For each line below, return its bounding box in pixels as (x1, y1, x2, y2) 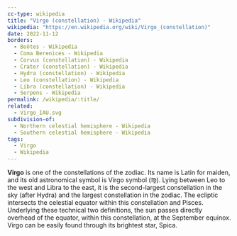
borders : (7, 37, 33, 44)
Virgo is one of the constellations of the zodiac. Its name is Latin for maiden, (7, 168, 231, 176)
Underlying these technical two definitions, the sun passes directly (7, 206, 202, 214)
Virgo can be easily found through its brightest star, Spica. (7, 221, 177, 229)
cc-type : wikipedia (7, 10, 65, 18)
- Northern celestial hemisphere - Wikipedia (13, 122, 151, 130)
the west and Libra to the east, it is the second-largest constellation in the (7, 184, 222, 191)
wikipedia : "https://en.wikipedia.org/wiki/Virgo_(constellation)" (7, 23, 211, 30)
